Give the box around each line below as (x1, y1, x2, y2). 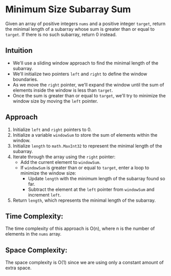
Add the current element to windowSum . (20, 159, 101, 165)
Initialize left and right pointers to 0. (12, 126, 92, 133)
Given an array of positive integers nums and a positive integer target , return (5, 20, 165, 27)
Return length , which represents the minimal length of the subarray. (12, 197, 156, 203)
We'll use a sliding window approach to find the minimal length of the (12, 60, 159, 66)
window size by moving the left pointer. (12, 98, 98, 104)
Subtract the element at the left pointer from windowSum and (28, 186, 155, 193)
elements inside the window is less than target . (12, 87, 114, 93)
